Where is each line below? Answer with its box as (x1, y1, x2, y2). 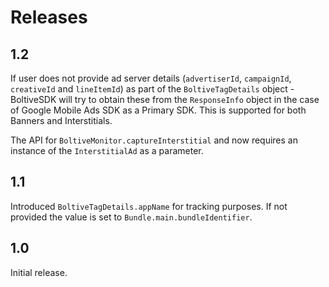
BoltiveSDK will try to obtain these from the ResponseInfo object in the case (10, 94, 320, 105)
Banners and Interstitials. (10, 115, 113, 126)
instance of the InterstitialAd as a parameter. (10, 145, 204, 156)
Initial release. (10, 266, 68, 278)
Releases (10, 6, 88, 29)
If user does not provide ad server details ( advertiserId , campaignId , (10, 72, 292, 84)
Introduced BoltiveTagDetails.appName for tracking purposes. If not (10, 200, 288, 212)
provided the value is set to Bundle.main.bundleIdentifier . (10, 211, 253, 223)
